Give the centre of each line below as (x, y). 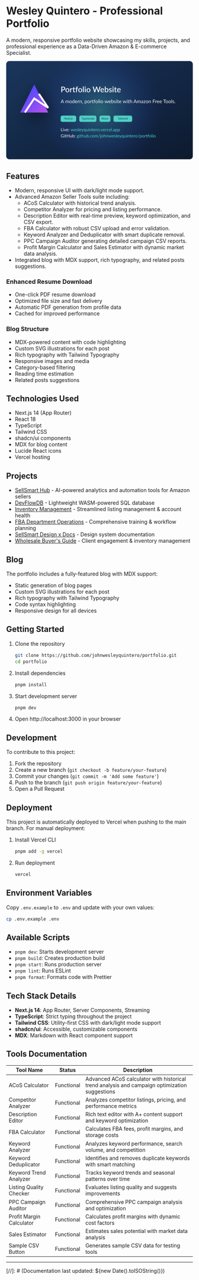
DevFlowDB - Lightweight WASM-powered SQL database (85, 503)
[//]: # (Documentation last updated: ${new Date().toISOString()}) (86, 1270)
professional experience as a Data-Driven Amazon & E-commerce (86, 46)
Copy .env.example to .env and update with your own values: (81, 907)
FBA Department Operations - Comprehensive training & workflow (95, 522)
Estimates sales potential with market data (137, 1231)
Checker (19, 1194)
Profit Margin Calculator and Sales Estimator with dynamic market (104, 248)
